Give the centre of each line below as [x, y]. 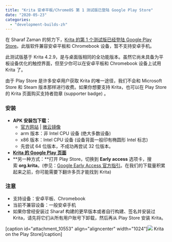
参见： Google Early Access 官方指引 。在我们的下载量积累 [104, 165]
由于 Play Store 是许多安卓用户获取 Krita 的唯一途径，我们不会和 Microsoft [84, 81]
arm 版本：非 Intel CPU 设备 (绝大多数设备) [66, 133]
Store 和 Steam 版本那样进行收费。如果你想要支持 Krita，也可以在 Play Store [86, 87]
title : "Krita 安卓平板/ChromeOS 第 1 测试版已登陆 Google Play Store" [79, 10]
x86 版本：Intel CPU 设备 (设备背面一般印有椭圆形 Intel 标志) [84, 140]
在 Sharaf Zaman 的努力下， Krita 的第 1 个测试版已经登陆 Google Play [79, 40]
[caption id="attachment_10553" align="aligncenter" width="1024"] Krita [85, 229]
